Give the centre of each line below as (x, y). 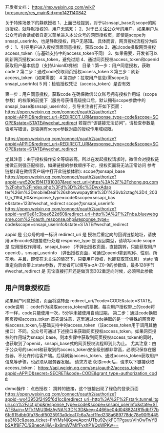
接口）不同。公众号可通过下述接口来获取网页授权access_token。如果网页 (79, 331)
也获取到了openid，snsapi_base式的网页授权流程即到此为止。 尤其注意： (79, 343)
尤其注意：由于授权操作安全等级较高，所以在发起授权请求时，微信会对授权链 (82, 159)
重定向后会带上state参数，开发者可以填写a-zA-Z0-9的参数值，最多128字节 (80, 265)
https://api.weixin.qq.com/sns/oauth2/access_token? (91, 368)
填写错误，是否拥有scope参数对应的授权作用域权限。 (62, 129)
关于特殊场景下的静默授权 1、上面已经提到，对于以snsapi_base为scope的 (79, 23)
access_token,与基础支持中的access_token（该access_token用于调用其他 (83, 325)
